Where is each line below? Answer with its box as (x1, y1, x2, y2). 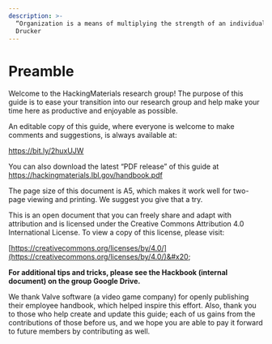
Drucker (15, 27, 42, 35)
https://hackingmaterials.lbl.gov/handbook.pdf (8, 170, 164, 180)
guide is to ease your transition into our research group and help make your (8, 97, 261, 107)
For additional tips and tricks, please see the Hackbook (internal (8, 268, 228, 277)
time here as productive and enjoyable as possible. (8, 106, 178, 116)
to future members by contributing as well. (8, 326, 151, 337)
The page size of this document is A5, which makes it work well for (8, 186, 232, 196)
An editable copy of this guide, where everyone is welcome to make (8, 122, 235, 131)
